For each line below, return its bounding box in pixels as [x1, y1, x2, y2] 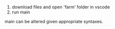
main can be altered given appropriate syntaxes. [4, 19, 104, 24]
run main [11, 9, 30, 15]
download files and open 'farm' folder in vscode [11, 4, 110, 10]
